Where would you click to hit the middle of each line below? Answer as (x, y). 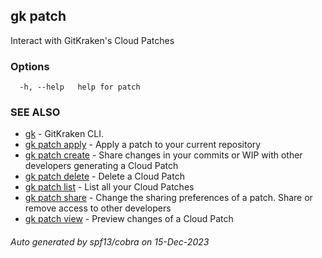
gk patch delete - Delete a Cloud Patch (104, 176)
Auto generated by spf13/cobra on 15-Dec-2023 (110, 242)
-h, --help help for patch (80, 87)
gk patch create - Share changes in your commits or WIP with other (163, 155)
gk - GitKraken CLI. (64, 134)
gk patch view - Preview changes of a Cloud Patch (129, 219)
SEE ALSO (35, 112)
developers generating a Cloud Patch (101, 166)
